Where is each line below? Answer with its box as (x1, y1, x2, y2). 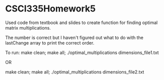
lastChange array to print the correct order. (5, 39, 95, 45)
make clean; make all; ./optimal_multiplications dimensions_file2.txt (5, 68, 144, 75)
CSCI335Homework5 (5, 3, 96, 14)
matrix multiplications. (5, 24, 51, 30)
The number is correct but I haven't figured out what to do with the (5, 34, 144, 40)
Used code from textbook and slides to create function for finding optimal (5, 19, 158, 25)
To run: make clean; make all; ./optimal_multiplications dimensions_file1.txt (5, 49, 159, 55)
